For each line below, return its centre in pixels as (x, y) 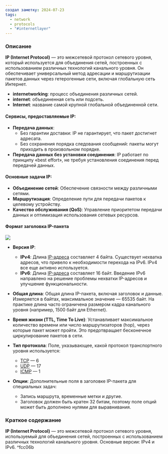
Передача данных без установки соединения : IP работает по (80, 154)
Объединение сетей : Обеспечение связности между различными (85, 188)
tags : (11, 15)
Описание (18, 47)
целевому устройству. (37, 204)
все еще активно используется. (54, 268)
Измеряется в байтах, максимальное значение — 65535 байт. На (83, 299)
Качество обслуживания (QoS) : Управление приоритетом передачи (87, 209)
